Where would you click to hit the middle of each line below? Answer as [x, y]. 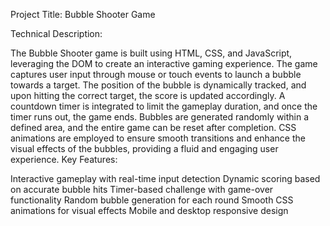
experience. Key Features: [64, 159]
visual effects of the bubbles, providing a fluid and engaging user [144, 148]
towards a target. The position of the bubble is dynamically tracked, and [158, 85]
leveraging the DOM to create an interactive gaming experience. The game [164, 63]
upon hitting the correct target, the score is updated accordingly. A [148, 95]
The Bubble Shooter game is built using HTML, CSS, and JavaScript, [151, 53]
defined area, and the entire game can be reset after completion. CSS [153, 127]
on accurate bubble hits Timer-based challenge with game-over [142, 189]
